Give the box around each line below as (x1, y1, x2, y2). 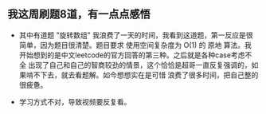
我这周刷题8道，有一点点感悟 (7, 7, 151, 22)
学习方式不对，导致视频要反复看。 (18, 96, 131, 106)
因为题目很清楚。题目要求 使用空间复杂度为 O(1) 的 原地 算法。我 (40, 40, 252, 49)
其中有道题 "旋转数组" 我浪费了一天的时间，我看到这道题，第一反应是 (18, 30, 246, 40)
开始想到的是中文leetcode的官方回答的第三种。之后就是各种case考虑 (18, 50, 245, 60)
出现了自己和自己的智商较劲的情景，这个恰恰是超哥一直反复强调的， (28, 60, 252, 69)
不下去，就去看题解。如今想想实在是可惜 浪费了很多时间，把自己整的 (33, 70, 259, 80)
